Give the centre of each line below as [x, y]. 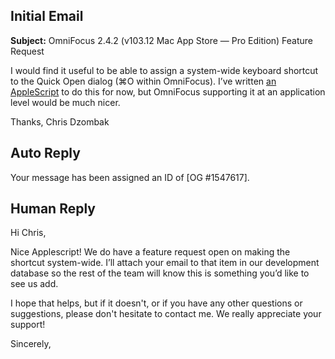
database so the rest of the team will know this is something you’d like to [160, 273]
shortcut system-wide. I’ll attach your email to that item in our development [165, 263]
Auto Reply [45, 153]
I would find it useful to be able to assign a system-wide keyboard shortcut [164, 70]
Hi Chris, [28, 233]
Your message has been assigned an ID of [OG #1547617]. [130, 177]
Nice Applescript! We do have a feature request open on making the [150, 252]
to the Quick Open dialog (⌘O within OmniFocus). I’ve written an [143, 81]
